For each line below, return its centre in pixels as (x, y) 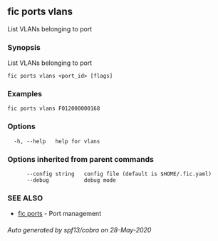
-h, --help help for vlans (57, 141)
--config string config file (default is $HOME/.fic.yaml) (119, 174)
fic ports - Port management (59, 214)
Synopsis (24, 47)
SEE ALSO (25, 198)
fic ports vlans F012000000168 (54, 109)
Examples (25, 94)
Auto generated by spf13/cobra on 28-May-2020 (79, 230)
